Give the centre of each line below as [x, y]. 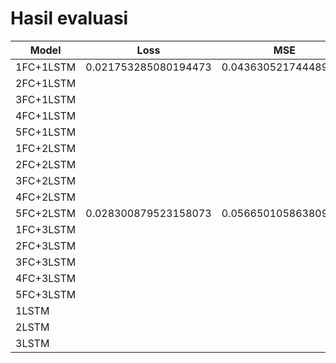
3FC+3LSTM [46, 262]
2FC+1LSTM [46, 83]
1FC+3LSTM [46, 229]
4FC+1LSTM [46, 115]
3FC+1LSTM [46, 99]
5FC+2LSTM [46, 213]
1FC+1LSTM [46, 67]
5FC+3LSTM [46, 294]
